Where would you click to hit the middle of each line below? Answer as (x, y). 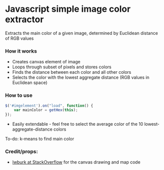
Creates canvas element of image (46, 62)
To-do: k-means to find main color (40, 139)
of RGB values (19, 38)
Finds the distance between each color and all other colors (72, 72)
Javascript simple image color (68, 9)
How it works (21, 51)
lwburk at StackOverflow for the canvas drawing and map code (76, 162)
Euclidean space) (30, 83)
